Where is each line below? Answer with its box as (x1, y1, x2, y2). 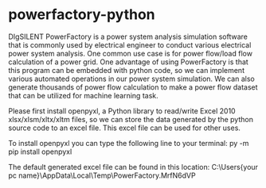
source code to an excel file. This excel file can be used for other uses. (8, 123, 241, 132)
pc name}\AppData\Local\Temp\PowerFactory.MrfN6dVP (8, 171, 197, 180)
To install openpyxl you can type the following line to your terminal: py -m (8, 138, 249, 148)
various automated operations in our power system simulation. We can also (8, 74, 255, 83)
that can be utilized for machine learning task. (8, 90, 158, 100)
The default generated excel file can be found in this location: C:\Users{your (8, 162, 259, 171)
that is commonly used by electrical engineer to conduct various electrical (8, 40, 252, 49)
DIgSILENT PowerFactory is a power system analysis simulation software (8, 32, 248, 41)
